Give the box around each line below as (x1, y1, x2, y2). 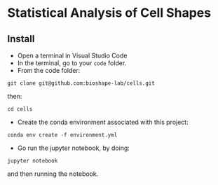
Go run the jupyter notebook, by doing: (17, 144, 130, 152)
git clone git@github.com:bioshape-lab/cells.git (7, 80, 156, 87)
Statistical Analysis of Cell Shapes (7, 5, 212, 21)
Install (7, 33, 35, 45)
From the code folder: (17, 67, 81, 74)
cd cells (7, 106, 33, 113)
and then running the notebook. (7, 170, 99, 178)
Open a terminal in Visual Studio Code (17, 51, 128, 60)
